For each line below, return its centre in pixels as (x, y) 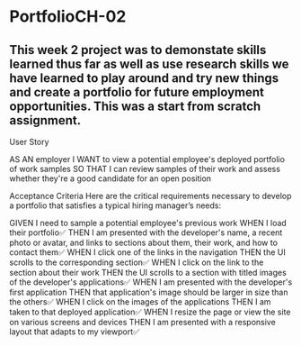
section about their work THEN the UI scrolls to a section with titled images (148, 273)
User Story (29, 142)
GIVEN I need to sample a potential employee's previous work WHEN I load (148, 223)
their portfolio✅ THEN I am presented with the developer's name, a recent (146, 232)
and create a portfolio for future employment (137, 92)
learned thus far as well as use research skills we (149, 64)
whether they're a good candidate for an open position (111, 178)
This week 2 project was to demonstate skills (138, 50)
